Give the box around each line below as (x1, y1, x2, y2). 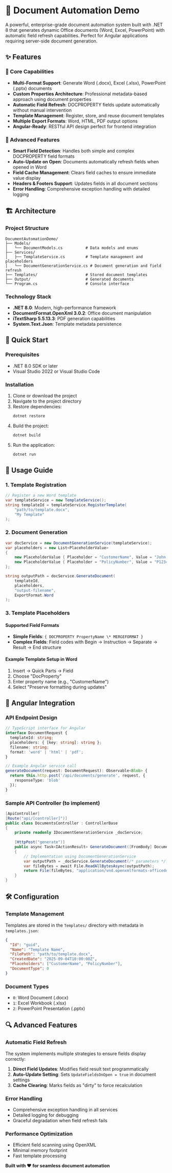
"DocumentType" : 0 (10, 966, 50, 971)
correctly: (5, 1056, 26, 1062)
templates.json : (5, 927, 39, 934)
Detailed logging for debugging (12, 1112, 79, 1118)
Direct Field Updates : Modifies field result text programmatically (12, 1065, 149, 1072)
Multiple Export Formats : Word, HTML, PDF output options (12, 118, 138, 124)
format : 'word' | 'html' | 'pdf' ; (10, 749, 83, 755)
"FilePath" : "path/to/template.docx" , (10, 952, 93, 957)
